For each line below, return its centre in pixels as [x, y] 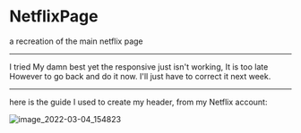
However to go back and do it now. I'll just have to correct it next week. [140, 76]
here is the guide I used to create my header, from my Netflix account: [138, 102]
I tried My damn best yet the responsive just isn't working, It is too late [139, 66]
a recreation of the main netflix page [76, 41]
